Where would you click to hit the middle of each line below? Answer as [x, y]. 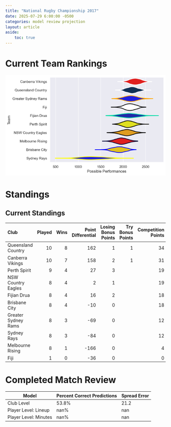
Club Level [19, 403]
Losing [108, 227]
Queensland [20, 245]
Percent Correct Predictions [87, 395]
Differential [84, 235]
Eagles [15, 288]
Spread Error [135, 395]
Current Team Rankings [56, 64]
